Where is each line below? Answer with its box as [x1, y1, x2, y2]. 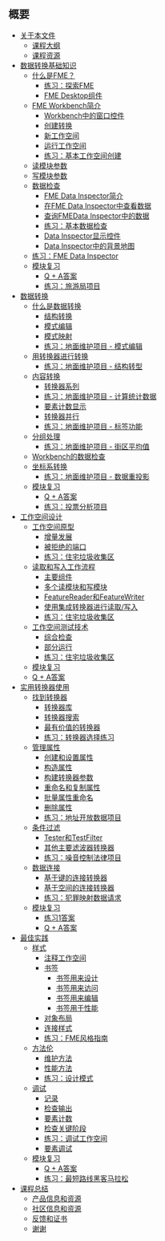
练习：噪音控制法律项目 [43, 853, 122, 862]
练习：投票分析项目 [43, 501, 108, 511]
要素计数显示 [43, 401, 87, 411]
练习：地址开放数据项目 [43, 813, 122, 822]
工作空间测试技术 [31, 622, 89, 631]
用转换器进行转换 [31, 351, 89, 361]
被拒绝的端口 [43, 541, 87, 551]
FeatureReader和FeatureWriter [43, 592, 145, 602]
